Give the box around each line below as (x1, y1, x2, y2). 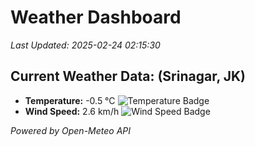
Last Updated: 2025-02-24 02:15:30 (10, 39, 161, 51)
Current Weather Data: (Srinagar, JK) (10, 68, 247, 85)
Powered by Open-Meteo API (10, 124, 132, 136)
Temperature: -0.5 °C (24, 94, 116, 106)
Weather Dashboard (10, 6, 182, 29)
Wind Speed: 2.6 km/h (24, 105, 120, 117)
